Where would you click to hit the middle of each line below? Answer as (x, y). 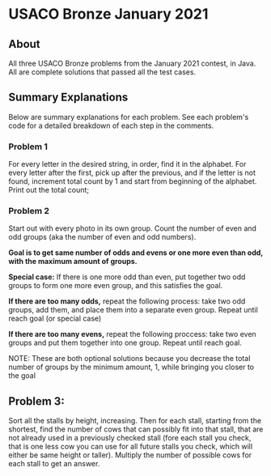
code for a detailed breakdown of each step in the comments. (111, 125)
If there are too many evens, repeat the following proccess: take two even (132, 334)
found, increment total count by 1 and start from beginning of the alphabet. (133, 181)
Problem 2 (29, 211)
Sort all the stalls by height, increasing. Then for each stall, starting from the (135, 421)
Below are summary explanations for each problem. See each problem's (129, 117)
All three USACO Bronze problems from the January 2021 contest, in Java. (132, 63)
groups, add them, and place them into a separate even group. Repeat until (133, 310)
